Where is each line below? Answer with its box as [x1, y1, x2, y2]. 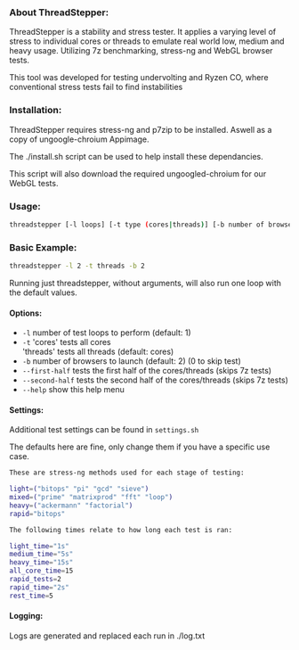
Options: [9, 308, 43, 318]
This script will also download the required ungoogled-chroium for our [9, 168, 267, 179]
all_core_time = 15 [9, 566, 74, 576]
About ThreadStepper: [9, 6, 109, 19]
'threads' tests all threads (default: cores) [21, 346, 174, 358]
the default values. [9, 287, 77, 298]
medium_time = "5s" [9, 550, 74, 559]
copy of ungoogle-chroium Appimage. [9, 134, 149, 144]
